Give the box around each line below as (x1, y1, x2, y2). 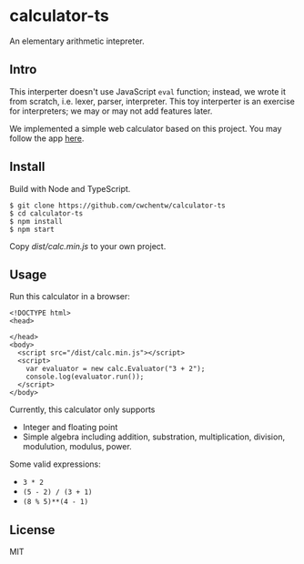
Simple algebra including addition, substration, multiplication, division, (22, 431, 285, 442)
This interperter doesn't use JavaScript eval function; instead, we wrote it (9, 86, 287, 96)
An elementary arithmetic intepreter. (9, 35, 146, 46)
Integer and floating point (22, 422, 118, 433)
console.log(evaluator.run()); (25, 372, 145, 382)
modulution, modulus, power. (22, 441, 132, 452)
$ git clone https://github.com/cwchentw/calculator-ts (9, 201, 226, 210)
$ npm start (9, 225, 55, 234)
